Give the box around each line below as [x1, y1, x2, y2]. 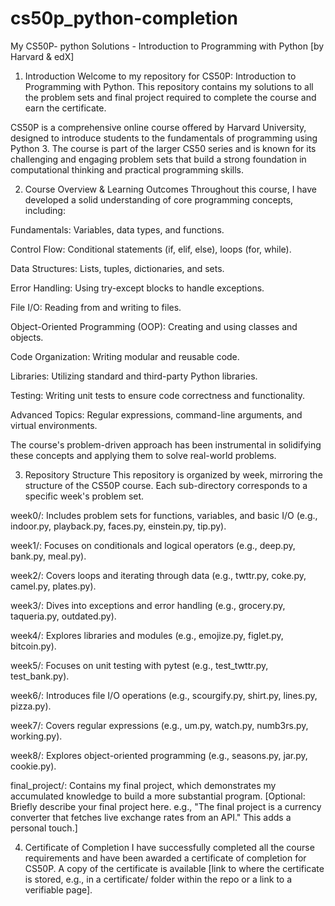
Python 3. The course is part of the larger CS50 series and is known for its [10, 142, 317, 154]
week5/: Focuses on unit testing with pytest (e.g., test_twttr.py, [10, 659, 269, 671]
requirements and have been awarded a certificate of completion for [24, 852, 307, 864]
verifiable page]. [24, 883, 93, 896]
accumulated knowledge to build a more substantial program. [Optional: [10, 790, 306, 802]
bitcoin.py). [10, 640, 57, 652]
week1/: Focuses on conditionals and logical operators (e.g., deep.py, [10, 539, 296, 551]
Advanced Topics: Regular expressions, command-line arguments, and [10, 408, 303, 421]
